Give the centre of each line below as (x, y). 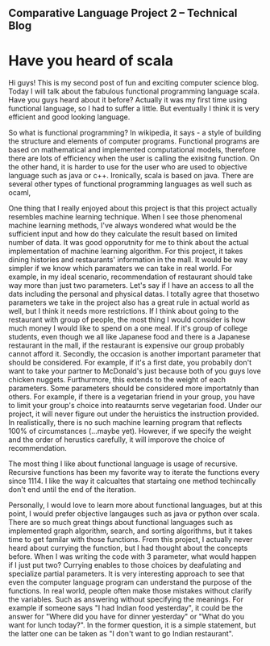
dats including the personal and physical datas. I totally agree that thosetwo (134, 294)
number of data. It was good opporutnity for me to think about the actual (129, 243)
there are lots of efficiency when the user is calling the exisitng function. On (134, 158)
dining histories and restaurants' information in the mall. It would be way (128, 260)
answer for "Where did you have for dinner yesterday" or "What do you (127, 617)
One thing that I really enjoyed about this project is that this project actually (133, 208)
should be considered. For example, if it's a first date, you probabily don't (130, 363)
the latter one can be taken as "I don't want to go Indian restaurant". (121, 634)
